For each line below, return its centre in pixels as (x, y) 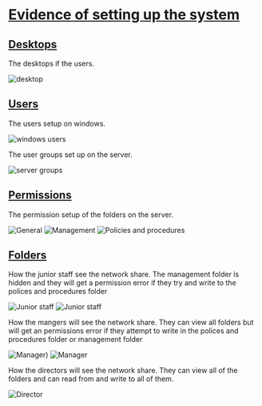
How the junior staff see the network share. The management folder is (124, 275)
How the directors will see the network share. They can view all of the (123, 371)
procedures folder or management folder (75, 340)
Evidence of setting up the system (124, 15)
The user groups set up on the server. (71, 155)
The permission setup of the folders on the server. (91, 215)
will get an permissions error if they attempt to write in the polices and (123, 331)
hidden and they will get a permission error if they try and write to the (123, 283)
